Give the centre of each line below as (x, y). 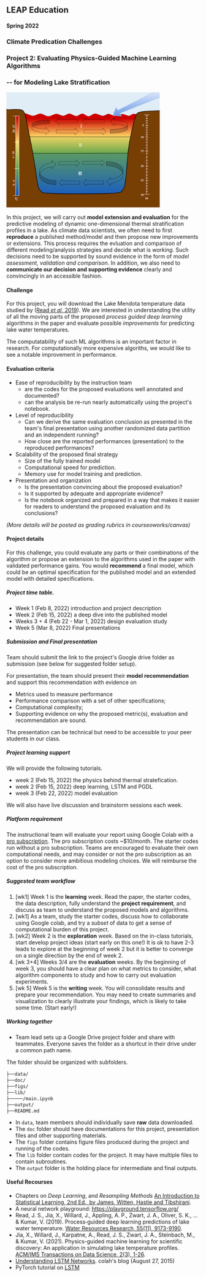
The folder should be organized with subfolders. (67, 1062)
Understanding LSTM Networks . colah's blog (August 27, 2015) (95, 1260)
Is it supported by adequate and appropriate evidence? (94, 493)
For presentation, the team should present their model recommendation (97, 675)
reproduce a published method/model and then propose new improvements (102, 237)
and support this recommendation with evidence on (71, 682)
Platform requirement (34, 819)
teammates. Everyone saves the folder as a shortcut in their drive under (105, 1044)
